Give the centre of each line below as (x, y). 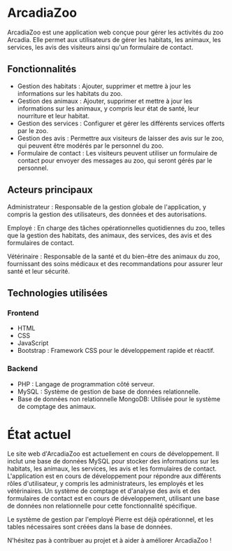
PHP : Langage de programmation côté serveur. (86, 384)
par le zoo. (33, 130)
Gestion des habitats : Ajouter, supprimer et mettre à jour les (104, 86)
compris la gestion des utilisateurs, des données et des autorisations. (107, 214)
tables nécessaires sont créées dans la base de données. (90, 527)
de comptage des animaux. (57, 406)
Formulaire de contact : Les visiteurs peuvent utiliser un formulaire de (117, 153)
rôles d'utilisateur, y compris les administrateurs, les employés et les (106, 484)
